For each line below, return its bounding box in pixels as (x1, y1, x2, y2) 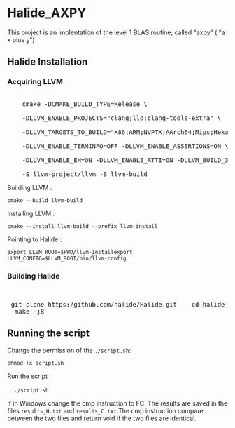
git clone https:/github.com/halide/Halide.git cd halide (10, 300, 225, 308)
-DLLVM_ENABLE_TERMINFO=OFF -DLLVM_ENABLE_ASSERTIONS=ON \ (22, 142, 229, 150)
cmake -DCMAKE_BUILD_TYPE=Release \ (22, 100, 148, 108)
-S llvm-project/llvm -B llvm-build (22, 170, 148, 178)
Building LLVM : (7, 183, 52, 192)
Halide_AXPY (7, 5, 87, 21)
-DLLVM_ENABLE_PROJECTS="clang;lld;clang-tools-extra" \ (22, 114, 222, 122)
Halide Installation (7, 56, 88, 68)
